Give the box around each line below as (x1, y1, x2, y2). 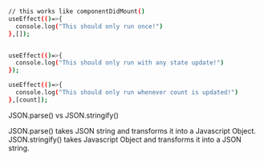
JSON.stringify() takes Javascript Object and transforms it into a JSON (8, 134, 242, 144)
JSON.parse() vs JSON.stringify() (8, 110, 119, 120)
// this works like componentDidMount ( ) (8, 7, 146, 15)
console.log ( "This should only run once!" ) (15, 22, 163, 31)
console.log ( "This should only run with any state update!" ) (15, 59, 225, 67)
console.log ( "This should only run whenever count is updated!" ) (15, 89, 239, 97)
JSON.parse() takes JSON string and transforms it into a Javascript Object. (8, 126, 257, 135)
